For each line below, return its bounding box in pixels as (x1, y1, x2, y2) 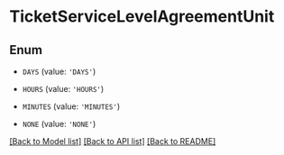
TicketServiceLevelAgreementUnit (9, 6, 275, 27)
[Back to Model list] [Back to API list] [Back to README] (9, 136, 216, 146)
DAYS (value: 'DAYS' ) (22, 66, 96, 77)
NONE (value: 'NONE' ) (22, 119, 96, 129)
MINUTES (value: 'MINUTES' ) (22, 101, 120, 112)
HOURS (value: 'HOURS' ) (22, 84, 105, 94)
